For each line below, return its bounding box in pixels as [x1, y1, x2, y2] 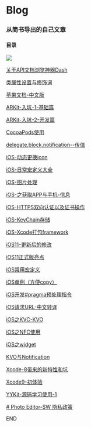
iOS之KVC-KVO [6, 316, 44, 323]
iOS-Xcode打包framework [6, 228, 69, 236]
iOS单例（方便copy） [6, 278, 57, 285]
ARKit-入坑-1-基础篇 [6, 104, 54, 111]
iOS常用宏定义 [6, 266, 41, 273]
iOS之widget [6, 341, 36, 348]
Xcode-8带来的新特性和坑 [6, 366, 68, 373]
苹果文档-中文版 [6, 92, 45, 99]
